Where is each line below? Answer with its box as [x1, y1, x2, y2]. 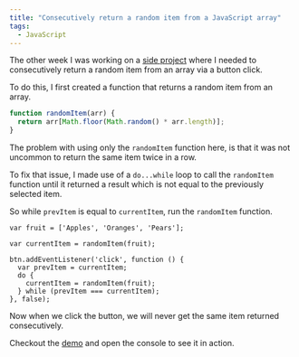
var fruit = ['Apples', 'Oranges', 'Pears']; [9, 223, 184, 232]
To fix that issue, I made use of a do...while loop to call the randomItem [9, 169, 275, 180]
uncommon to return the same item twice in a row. [9, 152, 198, 163]
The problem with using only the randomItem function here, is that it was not [9, 142, 291, 153]
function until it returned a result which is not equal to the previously [9, 179, 265, 190]
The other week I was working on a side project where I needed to [9, 55, 256, 66]
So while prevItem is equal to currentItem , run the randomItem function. [9, 206, 274, 217]
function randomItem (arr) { [9, 109, 116, 118]
